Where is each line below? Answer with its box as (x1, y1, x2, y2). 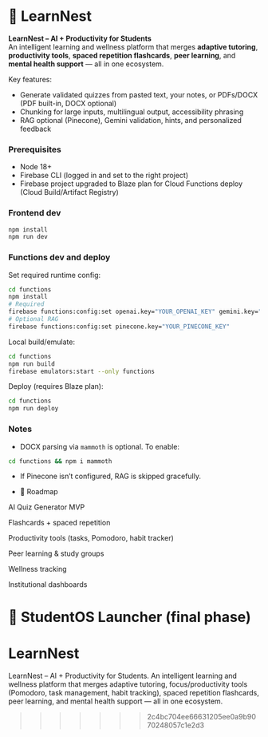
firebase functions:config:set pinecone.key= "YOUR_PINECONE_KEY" (8, 323, 230, 331)
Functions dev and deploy (8, 252, 111, 263)
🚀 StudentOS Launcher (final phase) (8, 608, 251, 626)
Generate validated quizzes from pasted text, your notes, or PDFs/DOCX (19, 89, 258, 99)
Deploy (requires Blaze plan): (8, 382, 104, 391)
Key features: (8, 74, 52, 84)
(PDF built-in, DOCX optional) (19, 98, 117, 108)
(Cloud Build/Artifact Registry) (19, 188, 120, 197)
